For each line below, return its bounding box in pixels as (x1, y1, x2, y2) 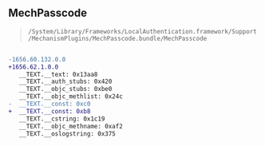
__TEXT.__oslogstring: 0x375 (18, 129, 116, 138)
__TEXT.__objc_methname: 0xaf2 (18, 122, 124, 130)
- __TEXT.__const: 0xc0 (8, 100, 91, 109)
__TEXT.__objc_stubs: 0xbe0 (18, 85, 113, 93)
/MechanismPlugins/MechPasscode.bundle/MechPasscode (27, 34, 208, 42)
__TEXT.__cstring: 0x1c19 (18, 115, 105, 123)
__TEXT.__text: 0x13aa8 (18, 70, 98, 78)
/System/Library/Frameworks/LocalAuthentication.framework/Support (27, 27, 257, 35)
